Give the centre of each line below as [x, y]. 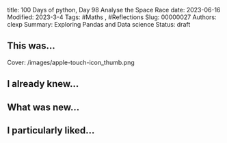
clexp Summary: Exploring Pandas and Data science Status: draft [99, 24]
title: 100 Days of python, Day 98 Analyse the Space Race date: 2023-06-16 [114, 10]
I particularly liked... [51, 130]
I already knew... [43, 84]
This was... [31, 46]
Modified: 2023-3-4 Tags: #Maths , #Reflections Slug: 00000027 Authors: [112, 17]
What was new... [43, 107]
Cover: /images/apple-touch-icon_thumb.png [71, 62]
